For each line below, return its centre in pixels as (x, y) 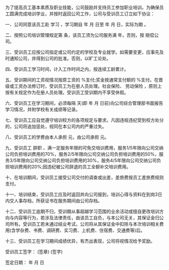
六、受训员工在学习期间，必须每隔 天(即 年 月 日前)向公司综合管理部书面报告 (84, 103)
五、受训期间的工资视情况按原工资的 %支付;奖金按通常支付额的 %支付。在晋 (84, 80)
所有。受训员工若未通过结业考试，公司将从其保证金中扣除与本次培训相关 (84, 224)
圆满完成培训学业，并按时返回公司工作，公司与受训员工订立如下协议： (82, 14)
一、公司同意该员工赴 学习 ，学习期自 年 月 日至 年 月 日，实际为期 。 (77, 24)
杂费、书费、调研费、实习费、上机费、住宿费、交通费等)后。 (82, 230)
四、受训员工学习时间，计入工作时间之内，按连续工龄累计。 (67, 69)
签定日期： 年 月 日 (25, 262)
